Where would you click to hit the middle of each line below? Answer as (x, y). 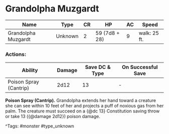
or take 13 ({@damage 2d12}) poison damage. (53, 116)
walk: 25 (149, 33)
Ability (30, 70)
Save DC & (98, 67)
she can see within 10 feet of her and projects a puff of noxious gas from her (84, 106)
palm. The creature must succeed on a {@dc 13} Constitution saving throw (82, 111)
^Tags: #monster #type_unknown (40, 126)
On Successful (140, 67)
